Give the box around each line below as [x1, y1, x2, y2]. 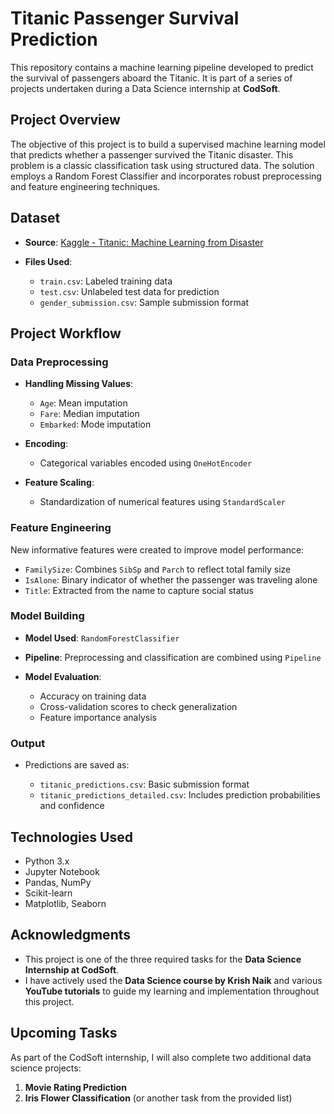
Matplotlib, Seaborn [24, 897, 107, 909]
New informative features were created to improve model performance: [10, 543, 305, 556]
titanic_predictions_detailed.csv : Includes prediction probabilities [39, 789, 321, 801]
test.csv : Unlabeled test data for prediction [39, 285, 220, 297]
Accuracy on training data [39, 690, 147, 702]
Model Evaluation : [24, 670, 102, 682]
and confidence [39, 800, 105, 812]
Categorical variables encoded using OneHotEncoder [39, 457, 253, 469]
